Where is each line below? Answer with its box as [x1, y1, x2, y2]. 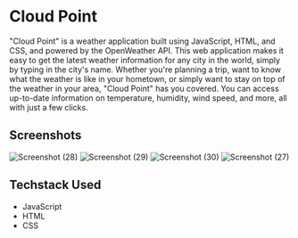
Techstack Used [9, 177, 102, 193]
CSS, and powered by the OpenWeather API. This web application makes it [9, 45, 284, 55]
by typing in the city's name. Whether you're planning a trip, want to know [9, 64, 282, 75]
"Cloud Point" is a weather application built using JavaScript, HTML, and [9, 36, 276, 46]
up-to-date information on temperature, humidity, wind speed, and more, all [9, 92, 287, 103]
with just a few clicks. [9, 102, 88, 112]
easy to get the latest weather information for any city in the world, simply [9, 54, 281, 65]
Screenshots [9, 127, 82, 144]
